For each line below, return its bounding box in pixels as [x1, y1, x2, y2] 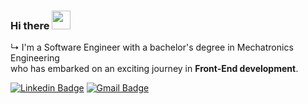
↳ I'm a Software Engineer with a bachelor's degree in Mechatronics [10, 41, 294, 54]
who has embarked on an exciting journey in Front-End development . [10, 63, 299, 75]
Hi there [10, 18, 50, 32]
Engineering [10, 52, 60, 64]
